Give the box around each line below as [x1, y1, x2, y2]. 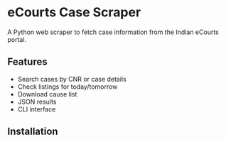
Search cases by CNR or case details [17, 75, 127, 83]
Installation [7, 126, 58, 138]
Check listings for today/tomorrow [17, 82, 118, 91]
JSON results [17, 97, 57, 106]
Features [7, 56, 48, 68]
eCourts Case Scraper [7, 4, 141, 21]
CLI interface [17, 104, 56, 114]
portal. [7, 35, 27, 43]
